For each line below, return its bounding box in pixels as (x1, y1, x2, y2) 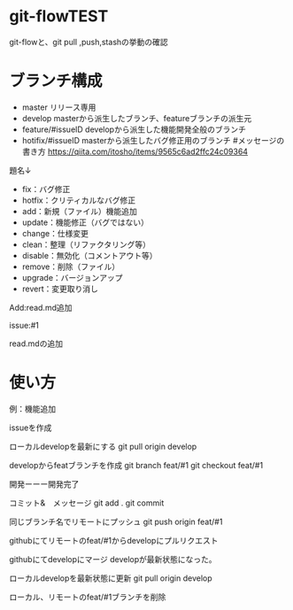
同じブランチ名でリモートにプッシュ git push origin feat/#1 (9, 516, 223, 527)
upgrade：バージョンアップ (21, 272, 123, 282)
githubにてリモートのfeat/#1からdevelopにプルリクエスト (9, 535, 219, 545)
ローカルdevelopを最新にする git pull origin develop (9, 441, 197, 452)
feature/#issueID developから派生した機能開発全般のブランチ (21, 124, 246, 135)
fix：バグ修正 (21, 183, 71, 194)
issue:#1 (9, 320, 40, 330)
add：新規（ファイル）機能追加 (21, 205, 137, 216)
